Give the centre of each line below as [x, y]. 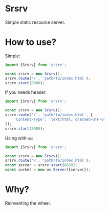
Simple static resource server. [35, 22]
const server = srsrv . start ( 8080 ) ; [41, 165]
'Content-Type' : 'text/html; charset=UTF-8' [60, 119]
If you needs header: [26, 92]
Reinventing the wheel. [28, 203]
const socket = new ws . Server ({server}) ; [48, 170]
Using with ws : [19, 138]
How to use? [31, 42]
